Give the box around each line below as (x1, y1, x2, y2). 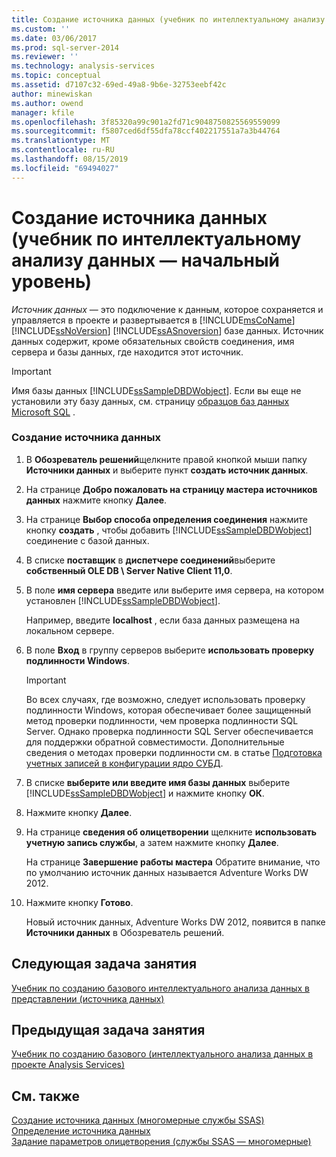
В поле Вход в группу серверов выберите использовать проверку (25, 644, 315, 656)
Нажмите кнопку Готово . (25, 896, 134, 908)
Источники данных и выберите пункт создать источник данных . (25, 464, 309, 476)
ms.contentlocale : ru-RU (11, 145, 115, 155)
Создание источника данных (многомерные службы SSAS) (11, 1114, 265, 1126)
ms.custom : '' (11, 24, 71, 34)
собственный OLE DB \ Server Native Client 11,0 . (25, 564, 233, 576)
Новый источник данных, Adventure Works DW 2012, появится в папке (25, 916, 326, 928)
